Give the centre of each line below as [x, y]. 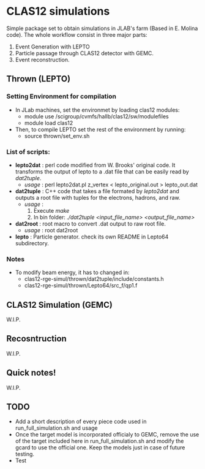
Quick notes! [31, 373]
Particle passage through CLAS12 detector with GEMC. [84, 53]
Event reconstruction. [42, 59]
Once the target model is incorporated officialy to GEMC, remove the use [107, 435]
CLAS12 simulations [58, 11]
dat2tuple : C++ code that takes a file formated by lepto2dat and [97, 191]
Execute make [51, 210]
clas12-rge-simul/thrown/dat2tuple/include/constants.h [94, 279]
